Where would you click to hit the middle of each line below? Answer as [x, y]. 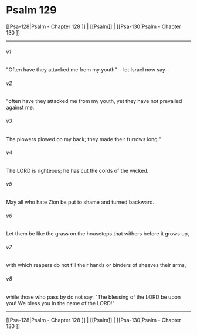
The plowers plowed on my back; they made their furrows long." [84, 139]
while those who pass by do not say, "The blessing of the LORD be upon [94, 297]
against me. [20, 107]
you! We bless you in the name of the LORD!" [60, 303]
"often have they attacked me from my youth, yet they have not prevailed [94, 101]
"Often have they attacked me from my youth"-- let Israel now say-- [88, 70]
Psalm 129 [31, 10]
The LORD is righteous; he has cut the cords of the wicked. [77, 170]
